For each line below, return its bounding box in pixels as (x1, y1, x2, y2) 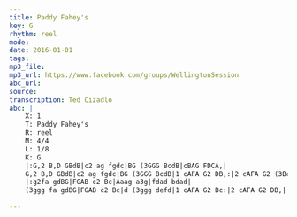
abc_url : (9, 79, 42, 88)
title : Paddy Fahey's (9, 12, 89, 22)
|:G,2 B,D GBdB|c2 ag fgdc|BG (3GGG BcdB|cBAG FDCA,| (25, 161, 227, 170)
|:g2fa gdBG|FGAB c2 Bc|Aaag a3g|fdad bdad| (25, 178, 192, 187)
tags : (9, 54, 29, 63)
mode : (9, 37, 29, 47)
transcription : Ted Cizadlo (9, 95, 113, 105)
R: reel (25, 128, 53, 137)
